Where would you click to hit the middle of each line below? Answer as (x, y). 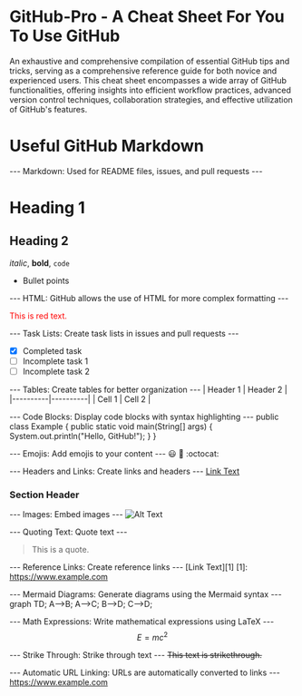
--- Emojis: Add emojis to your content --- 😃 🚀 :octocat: (114, 454)
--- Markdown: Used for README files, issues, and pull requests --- (136, 171)
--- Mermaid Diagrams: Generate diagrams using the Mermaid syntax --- (146, 594)
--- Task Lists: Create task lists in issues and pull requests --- (124, 333)
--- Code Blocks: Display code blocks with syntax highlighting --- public (144, 417)
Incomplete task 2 (56, 371)
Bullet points (46, 280)
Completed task (52, 350)
